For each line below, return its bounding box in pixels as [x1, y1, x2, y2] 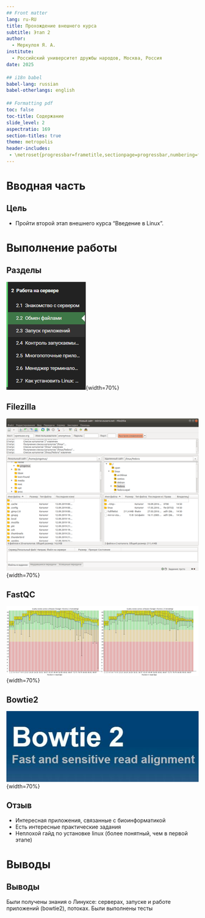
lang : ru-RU [6, 16, 37, 23]
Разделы [6, 265, 42, 275]
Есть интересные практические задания [15, 823, 121, 830]
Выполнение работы [6, 241, 117, 255]
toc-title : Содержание [6, 113, 64, 119]
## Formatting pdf [6, 100, 53, 106]
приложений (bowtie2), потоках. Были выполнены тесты [6, 905, 153, 912]
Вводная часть [6, 179, 86, 193]
